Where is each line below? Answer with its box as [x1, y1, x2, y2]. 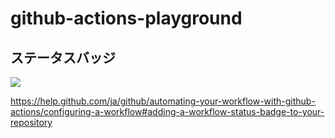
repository [10, 117, 53, 128]
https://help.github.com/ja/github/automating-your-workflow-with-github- [10, 95, 316, 107]
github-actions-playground [10, 7, 243, 30]
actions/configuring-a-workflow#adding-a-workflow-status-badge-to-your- [10, 106, 325, 117]
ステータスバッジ [10, 49, 116, 66]
